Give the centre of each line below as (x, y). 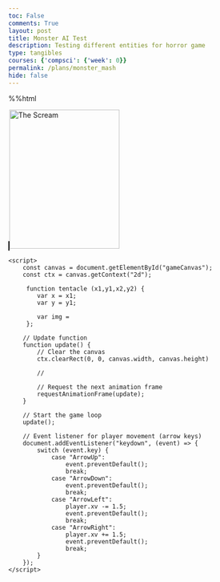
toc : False (26, 16)
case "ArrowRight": (83, 527)
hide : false (28, 75)
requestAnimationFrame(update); (91, 394)
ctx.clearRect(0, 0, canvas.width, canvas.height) (123, 359)
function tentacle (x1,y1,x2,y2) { (86, 289)
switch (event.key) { (73, 450)
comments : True (34, 23)
